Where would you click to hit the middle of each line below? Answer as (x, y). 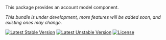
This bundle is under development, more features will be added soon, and (83, 17)
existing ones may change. (34, 23)
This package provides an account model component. (62, 7)
